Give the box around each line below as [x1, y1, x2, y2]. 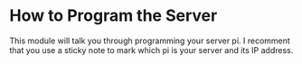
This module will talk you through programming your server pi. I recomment [9, 35, 291, 46]
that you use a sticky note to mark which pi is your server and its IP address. [9, 44, 294, 55]
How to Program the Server [9, 5, 218, 26]
